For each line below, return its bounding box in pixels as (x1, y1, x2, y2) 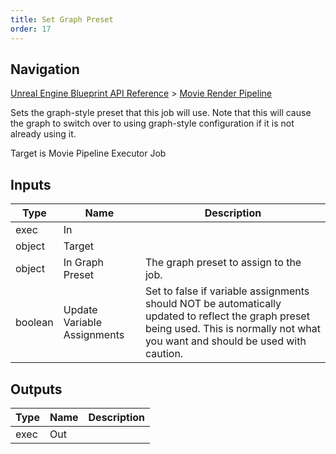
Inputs (10, 176, 52, 193)
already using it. (10, 128, 77, 140)
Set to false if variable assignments (144, 284, 310, 298)
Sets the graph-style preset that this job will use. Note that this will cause (10, 107, 312, 119)
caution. (144, 347, 184, 361)
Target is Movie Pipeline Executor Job (10, 147, 167, 160)
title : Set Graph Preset (10, 14, 114, 25)
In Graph (63, 256, 105, 270)
